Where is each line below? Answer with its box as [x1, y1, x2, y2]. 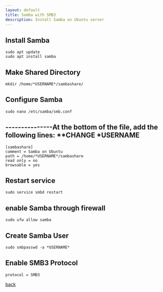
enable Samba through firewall [5, 203, 106, 213]
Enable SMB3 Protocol [5, 259, 78, 267]
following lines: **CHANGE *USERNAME [5, 131, 140, 140]
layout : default [5, 7, 40, 13]
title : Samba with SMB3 [5, 12, 56, 17]
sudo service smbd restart [5, 190, 63, 195]
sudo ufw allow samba [5, 217, 52, 223]
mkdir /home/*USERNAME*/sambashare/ [5, 81, 84, 87]
